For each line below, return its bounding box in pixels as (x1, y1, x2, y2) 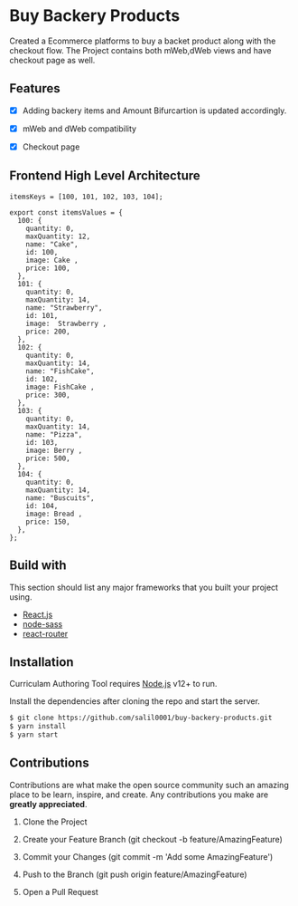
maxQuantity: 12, (25, 232, 91, 241)
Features (9, 81, 61, 96)
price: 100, (25, 264, 70, 273)
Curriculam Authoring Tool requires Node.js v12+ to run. (9, 679, 218, 689)
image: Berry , (25, 446, 83, 455)
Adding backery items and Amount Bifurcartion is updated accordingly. (22, 105, 287, 116)
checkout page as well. (9, 54, 96, 65)
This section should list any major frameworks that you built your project (9, 582, 278, 593)
